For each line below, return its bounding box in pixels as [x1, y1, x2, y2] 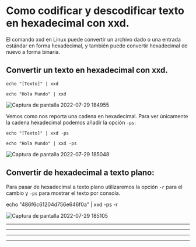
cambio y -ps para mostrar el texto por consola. [6, 189, 121, 197]
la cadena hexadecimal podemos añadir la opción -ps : [6, 119, 136, 126]
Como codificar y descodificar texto [6, 4, 185, 18]
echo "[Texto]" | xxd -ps [6, 130, 69, 136]
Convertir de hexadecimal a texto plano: [6, 168, 155, 178]
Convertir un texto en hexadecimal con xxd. [6, 66, 168, 76]
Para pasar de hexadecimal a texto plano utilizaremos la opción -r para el [6, 183, 183, 190]
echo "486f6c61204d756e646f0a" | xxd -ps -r [6, 201, 118, 208]
